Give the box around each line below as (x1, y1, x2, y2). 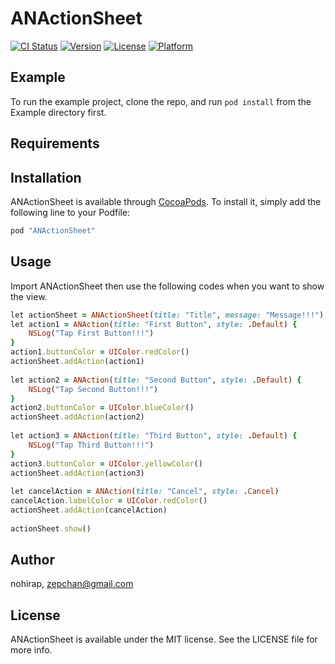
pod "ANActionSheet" (10, 225, 97, 236)
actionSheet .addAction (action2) (10, 412, 145, 422)
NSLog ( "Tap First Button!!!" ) (28, 328, 155, 339)
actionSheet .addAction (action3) (10, 468, 145, 478)
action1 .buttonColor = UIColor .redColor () (10, 347, 190, 357)
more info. (10, 644, 53, 656)
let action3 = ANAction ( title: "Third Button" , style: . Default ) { (10, 431, 298, 441)
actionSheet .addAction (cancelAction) (10, 505, 168, 516)
